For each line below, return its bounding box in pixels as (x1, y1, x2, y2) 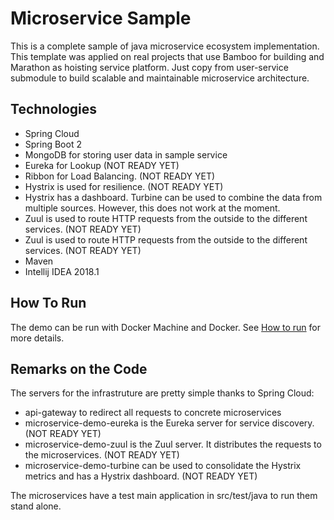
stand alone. (10, 500, 62, 512)
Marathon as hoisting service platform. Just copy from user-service (10, 61, 289, 73)
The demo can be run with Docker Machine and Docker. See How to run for (10, 321, 322, 333)
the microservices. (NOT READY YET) (24, 449, 180, 461)
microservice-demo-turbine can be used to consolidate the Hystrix (24, 460, 302, 472)
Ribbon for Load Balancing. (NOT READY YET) (24, 170, 216, 182)
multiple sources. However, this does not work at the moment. (24, 202, 281, 214)
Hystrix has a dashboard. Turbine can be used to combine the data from (24, 191, 323, 203)
